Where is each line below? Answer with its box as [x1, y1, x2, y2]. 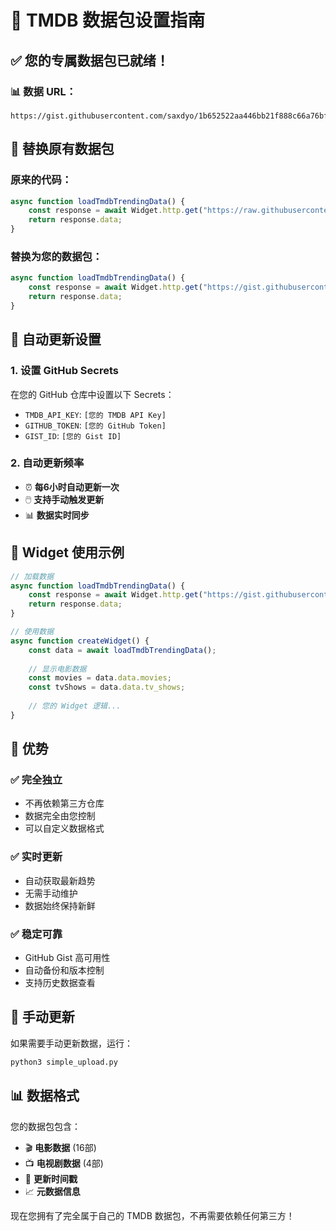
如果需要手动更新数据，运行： [10, 1037, 133, 1049]
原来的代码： [10, 173, 73, 187]
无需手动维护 [24, 887, 78, 899]
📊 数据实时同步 [24, 509, 90, 521]
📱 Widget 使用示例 [10, 544, 125, 561]
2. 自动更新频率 [10, 456, 85, 470]
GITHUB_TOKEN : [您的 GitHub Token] [24, 419, 167, 431]
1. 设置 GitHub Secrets [10, 364, 119, 378]
